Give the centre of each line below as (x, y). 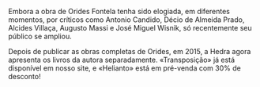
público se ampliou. (40, 36)
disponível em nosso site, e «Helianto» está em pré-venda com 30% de (124, 68)
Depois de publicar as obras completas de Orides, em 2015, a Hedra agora (130, 51)
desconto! (24, 76)
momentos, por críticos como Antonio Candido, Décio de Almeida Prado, (126, 20)
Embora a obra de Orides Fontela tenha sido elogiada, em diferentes (119, 11)
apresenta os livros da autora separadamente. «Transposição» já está (122, 60)
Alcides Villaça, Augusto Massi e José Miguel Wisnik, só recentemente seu (130, 28)
